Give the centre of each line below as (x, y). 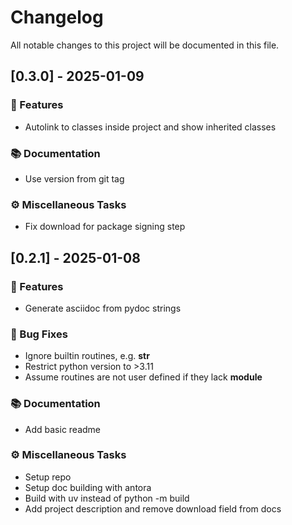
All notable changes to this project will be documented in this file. (145, 45)
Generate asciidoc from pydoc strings (103, 308)
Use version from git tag (74, 178)
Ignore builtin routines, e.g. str (87, 356)
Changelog (57, 17)
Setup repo (48, 477)
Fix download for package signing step (105, 227)
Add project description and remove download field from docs (153, 508)
